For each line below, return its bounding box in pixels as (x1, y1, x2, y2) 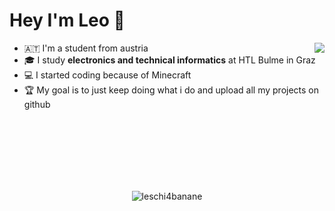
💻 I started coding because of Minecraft (23, 69, 192, 81)
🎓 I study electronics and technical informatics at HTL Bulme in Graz (23, 54, 316, 66)
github (23, 98, 51, 110)
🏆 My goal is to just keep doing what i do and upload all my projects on (23, 84, 320, 96)
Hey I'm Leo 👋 (9, 9, 126, 32)
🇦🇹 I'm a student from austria (23, 42, 149, 54)
